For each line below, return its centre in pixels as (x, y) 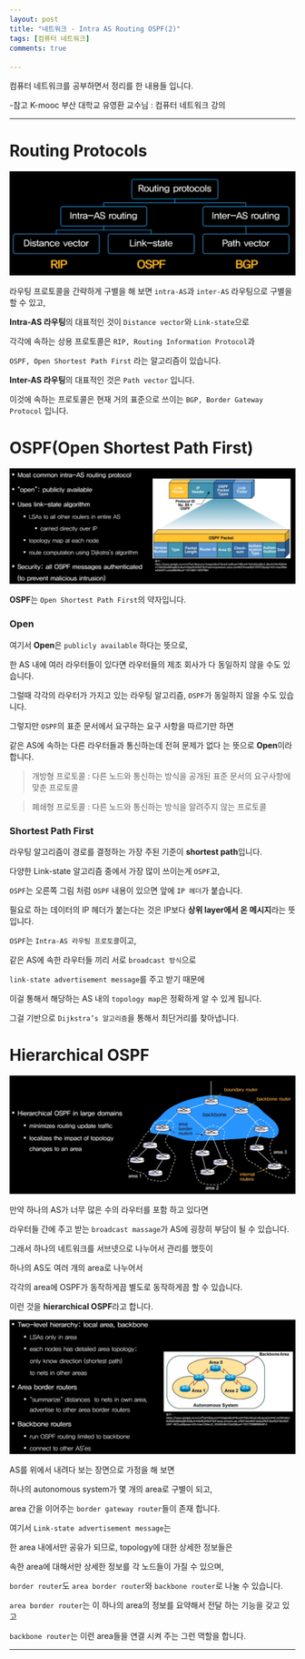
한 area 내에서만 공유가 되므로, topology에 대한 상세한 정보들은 (121, 1547)
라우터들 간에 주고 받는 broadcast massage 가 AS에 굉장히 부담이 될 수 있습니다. (149, 1229)
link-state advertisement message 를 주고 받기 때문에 (107, 979)
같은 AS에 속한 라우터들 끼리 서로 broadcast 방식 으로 (103, 960)
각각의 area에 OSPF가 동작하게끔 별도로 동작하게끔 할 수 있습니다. (126, 1288)
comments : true (38, 48)
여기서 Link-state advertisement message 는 (90, 1527)
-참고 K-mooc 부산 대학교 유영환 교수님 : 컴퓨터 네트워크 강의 (118, 106)
